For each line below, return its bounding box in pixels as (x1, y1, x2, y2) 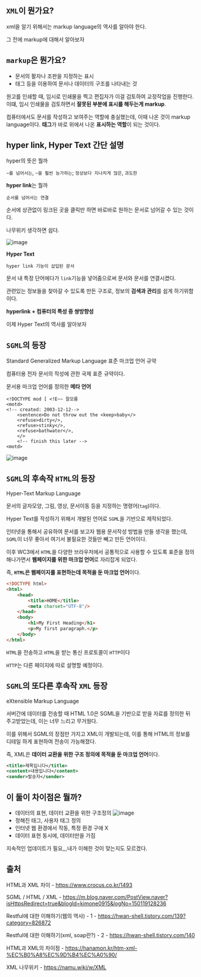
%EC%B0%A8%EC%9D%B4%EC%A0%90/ (6, 951, 117, 958)
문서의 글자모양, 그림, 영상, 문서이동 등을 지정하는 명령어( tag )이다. (6, 502, 161, 509)
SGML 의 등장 (6, 340, 46, 350)
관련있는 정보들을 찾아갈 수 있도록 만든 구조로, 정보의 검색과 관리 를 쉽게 (6, 288, 173, 295)
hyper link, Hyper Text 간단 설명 (6, 140, 125, 150)
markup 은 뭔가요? (6, 55, 66, 65)
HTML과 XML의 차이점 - (6, 944, 64, 952)
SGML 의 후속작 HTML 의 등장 (6, 473, 96, 483)
